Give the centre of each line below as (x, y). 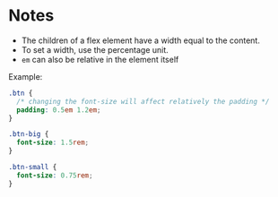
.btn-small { (33, 167)
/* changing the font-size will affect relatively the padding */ (143, 101)
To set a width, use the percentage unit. (95, 49)
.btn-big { (29, 134)
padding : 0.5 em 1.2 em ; (59, 110)
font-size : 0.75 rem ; (55, 176)
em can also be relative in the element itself (100, 59)
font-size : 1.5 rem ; (53, 143)
